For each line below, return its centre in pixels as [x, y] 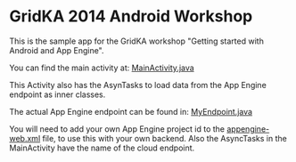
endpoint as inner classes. [58, 94]
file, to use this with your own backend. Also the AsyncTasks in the [164, 138]
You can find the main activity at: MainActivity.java [102, 68]
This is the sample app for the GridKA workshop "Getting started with [137, 41]
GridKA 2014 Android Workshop [131, 16]
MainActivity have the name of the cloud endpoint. [102, 148]
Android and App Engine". [57, 50]
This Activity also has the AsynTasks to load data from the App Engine [138, 85]
